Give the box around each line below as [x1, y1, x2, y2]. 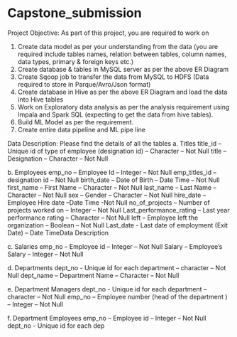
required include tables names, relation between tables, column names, [17, 50, 227, 58]
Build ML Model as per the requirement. [17, 117, 134, 126]
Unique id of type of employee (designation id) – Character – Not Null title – [7, 146, 227, 155]
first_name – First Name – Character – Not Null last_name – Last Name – [7, 183, 216, 191]
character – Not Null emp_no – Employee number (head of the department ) [7, 292, 228, 301]
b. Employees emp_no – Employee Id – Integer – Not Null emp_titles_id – [7, 168, 216, 176]
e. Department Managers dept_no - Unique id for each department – [7, 284, 207, 293]
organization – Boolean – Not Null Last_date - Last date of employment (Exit [7, 220, 228, 229]
